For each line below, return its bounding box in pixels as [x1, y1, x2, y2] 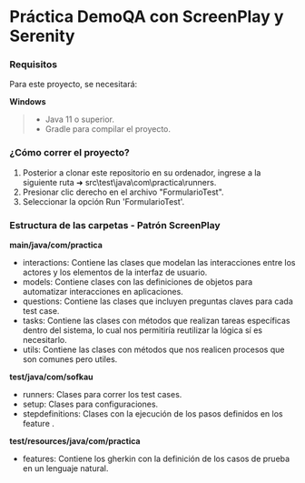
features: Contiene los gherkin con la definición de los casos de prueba [22, 453, 290, 465]
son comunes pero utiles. [22, 354, 118, 365]
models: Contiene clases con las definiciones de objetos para [22, 277, 253, 287]
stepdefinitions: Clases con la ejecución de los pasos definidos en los [22, 408, 283, 419]
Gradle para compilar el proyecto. [44, 124, 171, 135]
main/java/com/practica [9, 239, 103, 251]
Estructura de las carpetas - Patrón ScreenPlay [9, 218, 221, 231]
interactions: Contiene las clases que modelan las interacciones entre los [22, 257, 296, 268]
